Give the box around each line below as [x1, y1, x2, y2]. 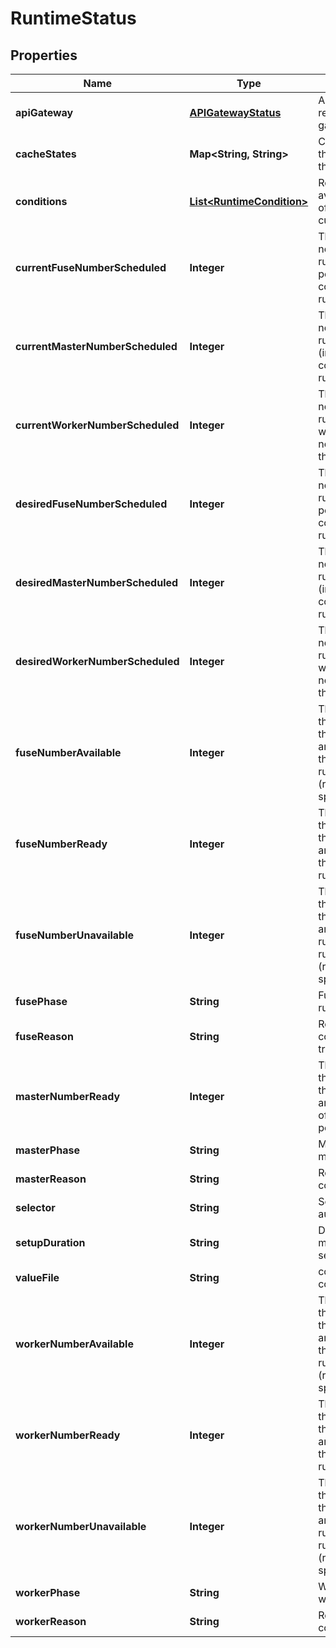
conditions [15, 195, 68, 208]
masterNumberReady [15, 1090, 121, 1103]
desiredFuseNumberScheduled [15, 497, 168, 511]
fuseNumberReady [15, 837, 108, 851]
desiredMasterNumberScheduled [15, 576, 179, 589]
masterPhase [15, 1143, 80, 1157]
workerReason [15, 1615, 87, 1628]
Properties [10, 47, 78, 64]
